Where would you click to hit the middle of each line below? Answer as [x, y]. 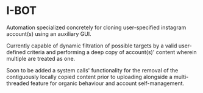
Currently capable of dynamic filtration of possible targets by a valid [92, 46]
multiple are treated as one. [41, 58]
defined [16, 52]
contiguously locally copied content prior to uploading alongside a [89, 77]
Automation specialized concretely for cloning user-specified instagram [96, 27]
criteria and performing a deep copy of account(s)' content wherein [112, 52]
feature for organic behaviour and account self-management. [107, 83]
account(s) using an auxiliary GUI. [49, 33]
